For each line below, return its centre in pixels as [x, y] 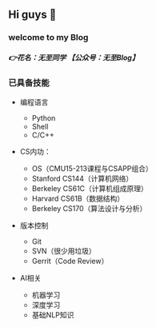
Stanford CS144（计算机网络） [82, 178]
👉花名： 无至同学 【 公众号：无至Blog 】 [74, 58]
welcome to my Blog [48, 38]
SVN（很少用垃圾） [64, 251]
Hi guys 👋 [32, 15]
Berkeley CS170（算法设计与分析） [89, 208]
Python [44, 118]
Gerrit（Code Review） [70, 261]
